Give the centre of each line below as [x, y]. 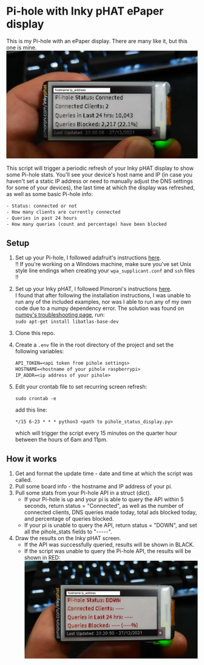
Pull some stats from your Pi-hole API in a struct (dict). [83, 493]
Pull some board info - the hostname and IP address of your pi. [93, 487]
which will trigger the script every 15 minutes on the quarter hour [96, 433]
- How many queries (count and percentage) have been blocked [87, 224]
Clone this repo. [35, 333]
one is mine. [22, 47]
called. [23, 480]
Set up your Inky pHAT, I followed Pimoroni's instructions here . [93, 289]
